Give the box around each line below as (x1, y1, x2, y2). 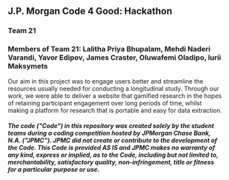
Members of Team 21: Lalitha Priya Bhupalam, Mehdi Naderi (8, 44, 211, 54)
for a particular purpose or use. (8, 166, 100, 174)
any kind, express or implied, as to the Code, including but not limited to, (8, 151, 219, 159)
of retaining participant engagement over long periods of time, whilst (8, 99, 202, 107)
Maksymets (8, 62, 48, 71)
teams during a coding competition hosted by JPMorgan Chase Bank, (8, 129, 211, 138)
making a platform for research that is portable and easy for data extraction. (8, 106, 222, 114)
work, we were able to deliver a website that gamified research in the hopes (8, 92, 222, 100)
